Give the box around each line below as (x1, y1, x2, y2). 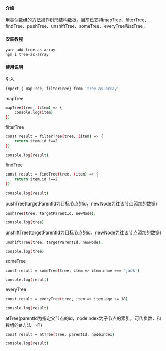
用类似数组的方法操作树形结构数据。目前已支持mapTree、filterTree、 (5, 17, 149, 23)
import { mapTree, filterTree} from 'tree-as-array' (5, 86, 119, 92)
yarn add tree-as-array (5, 47, 56, 53)
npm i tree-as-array (5, 52, 49, 57)
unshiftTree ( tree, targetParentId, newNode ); (5, 240, 103, 245)
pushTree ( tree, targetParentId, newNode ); (5, 211, 96, 216)
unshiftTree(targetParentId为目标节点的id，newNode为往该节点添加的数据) (5, 229, 161, 236)
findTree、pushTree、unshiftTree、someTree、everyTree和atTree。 (5, 23, 147, 30)
